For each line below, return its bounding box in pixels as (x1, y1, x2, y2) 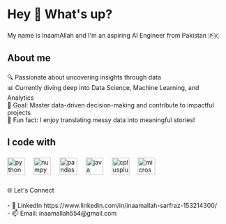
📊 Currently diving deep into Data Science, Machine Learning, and (7, 84, 199, 92)
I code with (7, 136, 56, 148)
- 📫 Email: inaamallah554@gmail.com (7, 209, 117, 217)
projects (7, 108, 31, 117)
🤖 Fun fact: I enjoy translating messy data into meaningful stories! (7, 116, 195, 124)
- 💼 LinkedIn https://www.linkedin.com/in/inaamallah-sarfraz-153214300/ (7, 201, 218, 209)
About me (7, 52, 51, 64)
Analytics (7, 94, 34, 102)
